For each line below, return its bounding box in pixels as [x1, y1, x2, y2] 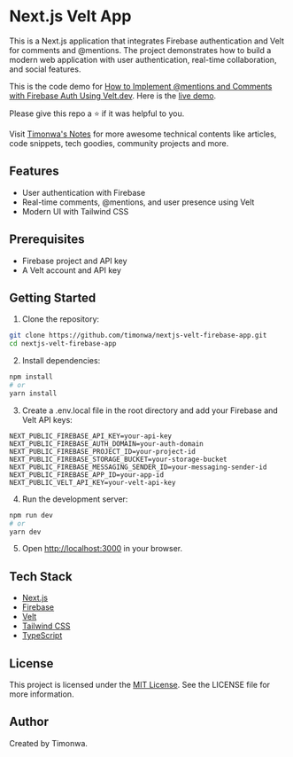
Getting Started [9, 290, 96, 305]
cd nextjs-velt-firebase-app [9, 339, 117, 348]
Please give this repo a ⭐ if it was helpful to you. [9, 108, 185, 119]
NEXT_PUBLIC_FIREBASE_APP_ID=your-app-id [9, 470, 165, 480]
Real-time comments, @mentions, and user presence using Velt [21, 197, 255, 207]
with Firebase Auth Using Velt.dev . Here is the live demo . [9, 90, 217, 101]
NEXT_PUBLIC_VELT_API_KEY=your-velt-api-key [9, 478, 176, 487]
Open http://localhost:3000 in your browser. [21, 543, 183, 554]
